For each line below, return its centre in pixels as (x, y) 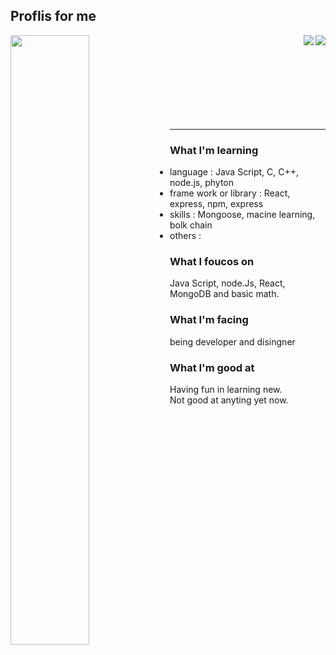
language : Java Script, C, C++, (234, 172)
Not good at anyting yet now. (229, 400)
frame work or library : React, (230, 193)
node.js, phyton (202, 183)
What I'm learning (214, 150)
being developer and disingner (232, 341)
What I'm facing (209, 320)
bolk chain (191, 225)
